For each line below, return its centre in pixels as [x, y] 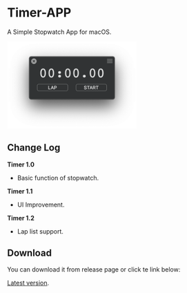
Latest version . [28, 283]
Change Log [34, 148]
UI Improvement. [41, 205]
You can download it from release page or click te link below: [94, 270]
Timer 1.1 [20, 191]
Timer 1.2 [21, 218]
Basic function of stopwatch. [58, 178]
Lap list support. [40, 231]
